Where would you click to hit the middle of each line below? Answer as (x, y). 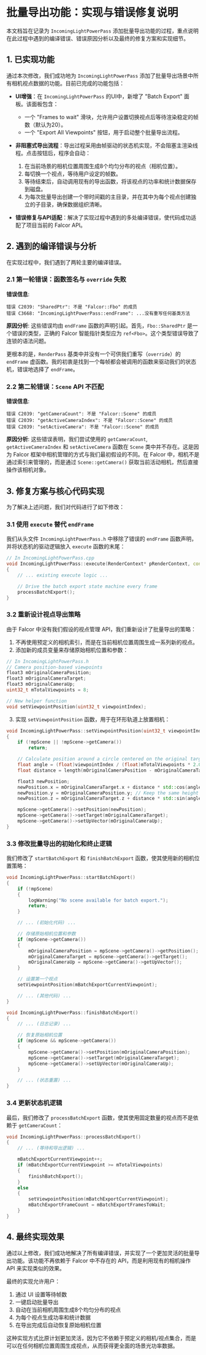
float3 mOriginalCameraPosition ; (49, 673)
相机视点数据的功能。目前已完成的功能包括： (68, 83)
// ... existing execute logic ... (63, 575)
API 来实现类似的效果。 (36, 1268)
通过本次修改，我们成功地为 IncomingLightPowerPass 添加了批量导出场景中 (100, 75)
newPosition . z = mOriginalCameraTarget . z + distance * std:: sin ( (103, 799)
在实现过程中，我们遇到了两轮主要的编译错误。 (65, 262)
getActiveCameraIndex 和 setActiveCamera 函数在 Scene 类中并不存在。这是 (100, 447)
